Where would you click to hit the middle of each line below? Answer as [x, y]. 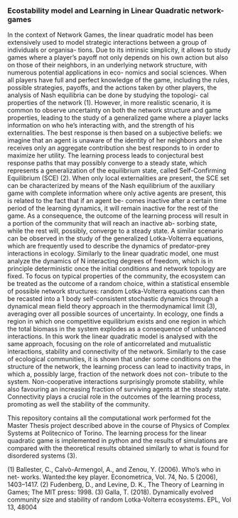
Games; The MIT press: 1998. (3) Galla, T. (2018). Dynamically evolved [110, 492]
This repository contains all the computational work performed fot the [109, 418]
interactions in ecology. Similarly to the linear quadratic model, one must [113, 253]
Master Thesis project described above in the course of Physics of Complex [119, 426]
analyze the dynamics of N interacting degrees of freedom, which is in [110, 261]
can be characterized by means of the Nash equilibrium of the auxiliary [111, 186]
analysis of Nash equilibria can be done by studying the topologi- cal [108, 95]
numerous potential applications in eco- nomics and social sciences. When [117, 72]
